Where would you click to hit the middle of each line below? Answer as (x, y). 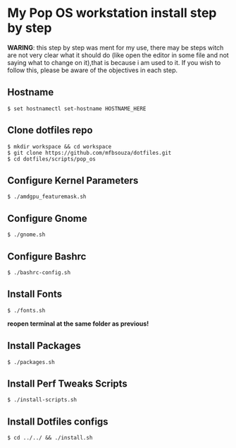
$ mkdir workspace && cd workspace (60, 146)
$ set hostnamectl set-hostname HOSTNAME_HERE (77, 108)
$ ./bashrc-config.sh (39, 273)
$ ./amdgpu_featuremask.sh (47, 197)
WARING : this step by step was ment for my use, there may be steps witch (116, 47)
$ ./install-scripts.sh (42, 400)
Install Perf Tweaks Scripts (68, 384)
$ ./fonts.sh (26, 310)
